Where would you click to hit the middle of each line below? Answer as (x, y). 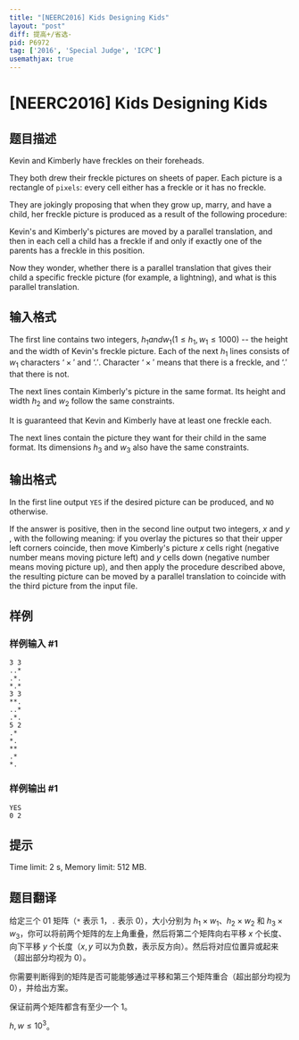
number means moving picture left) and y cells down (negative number (140, 557)
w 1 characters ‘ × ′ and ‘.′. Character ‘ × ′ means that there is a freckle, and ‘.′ (148, 364)
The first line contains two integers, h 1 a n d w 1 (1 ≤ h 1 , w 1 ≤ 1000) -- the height (149, 340)
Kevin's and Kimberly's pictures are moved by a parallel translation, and (141, 232)
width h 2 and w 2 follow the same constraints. (92, 402)
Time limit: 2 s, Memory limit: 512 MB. (78, 867)
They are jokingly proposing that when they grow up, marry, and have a (141, 205)
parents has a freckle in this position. (77, 250)
